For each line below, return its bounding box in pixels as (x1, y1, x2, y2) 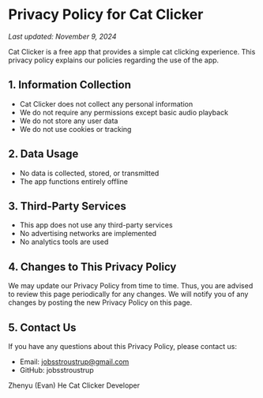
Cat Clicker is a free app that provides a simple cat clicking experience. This (8, 47, 256, 56)
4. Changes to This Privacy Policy (8, 260, 177, 273)
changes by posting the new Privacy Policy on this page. (8, 298, 193, 307)
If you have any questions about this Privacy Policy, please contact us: (8, 342, 237, 351)
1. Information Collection (8, 78, 132, 92)
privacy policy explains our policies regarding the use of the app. (8, 55, 220, 65)
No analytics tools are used (19, 237, 109, 246)
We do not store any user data (19, 116, 118, 126)
